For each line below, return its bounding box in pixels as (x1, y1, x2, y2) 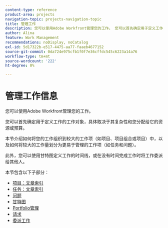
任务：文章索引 (12, 186, 43, 192)
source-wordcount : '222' (5, 58, 57, 63)
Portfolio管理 (12, 205, 39, 211)
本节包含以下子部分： (5, 169, 49, 175)
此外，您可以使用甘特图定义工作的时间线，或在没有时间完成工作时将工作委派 (5, 152, 163, 158)
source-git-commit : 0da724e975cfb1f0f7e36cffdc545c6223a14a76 (5, 49, 137, 54)
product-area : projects (5, 12, 55, 17)
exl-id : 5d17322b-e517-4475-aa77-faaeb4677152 (5, 44, 104, 49)
